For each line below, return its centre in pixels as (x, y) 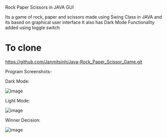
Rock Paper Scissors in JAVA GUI (39, 7)
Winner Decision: (23, 120)
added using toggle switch (32, 28)
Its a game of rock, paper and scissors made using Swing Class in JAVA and (84, 17)
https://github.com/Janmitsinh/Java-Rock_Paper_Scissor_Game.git (74, 62)
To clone (23, 48)
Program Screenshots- (29, 71)
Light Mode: (17, 100)
